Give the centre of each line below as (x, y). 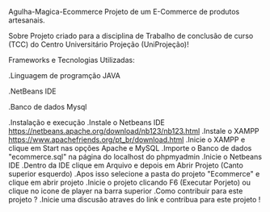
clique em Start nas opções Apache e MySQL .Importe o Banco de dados (130, 148)
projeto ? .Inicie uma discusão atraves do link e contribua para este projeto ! (135, 200)
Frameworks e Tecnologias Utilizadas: (72, 60)
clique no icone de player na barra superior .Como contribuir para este (126, 191)
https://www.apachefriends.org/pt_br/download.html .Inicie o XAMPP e (127, 139)
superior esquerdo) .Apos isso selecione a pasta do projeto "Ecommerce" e (134, 174)
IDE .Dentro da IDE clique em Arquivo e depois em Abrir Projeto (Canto (126, 165)
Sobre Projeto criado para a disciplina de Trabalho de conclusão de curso (131, 36)
